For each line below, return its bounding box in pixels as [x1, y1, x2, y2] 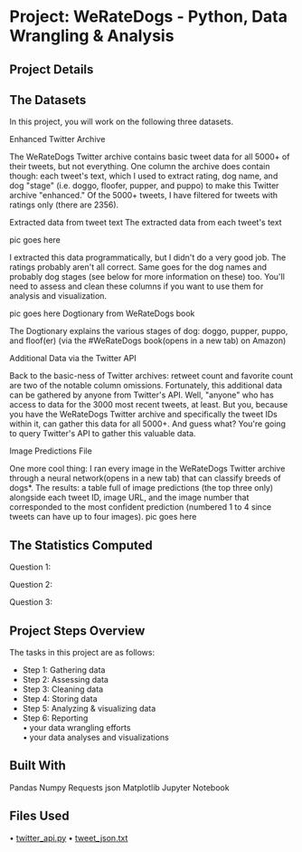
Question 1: [9, 561, 52, 572]
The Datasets [9, 92, 87, 108]
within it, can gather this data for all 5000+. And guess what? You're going [9, 418, 287, 429]
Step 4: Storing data [22, 694, 98, 704]
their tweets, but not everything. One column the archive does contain [9, 161, 270, 172]
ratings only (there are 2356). [9, 199, 119, 210]
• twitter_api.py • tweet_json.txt [9, 832, 128, 843]
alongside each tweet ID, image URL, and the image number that [9, 492, 250, 503]
